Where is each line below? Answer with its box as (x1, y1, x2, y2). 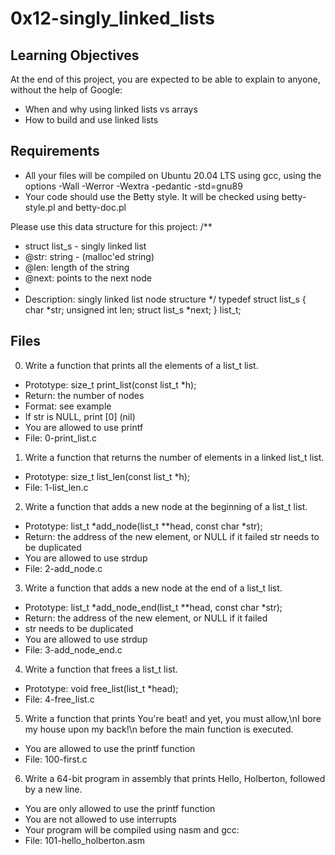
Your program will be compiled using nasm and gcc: (24, 823, 240, 836)
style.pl (24, 201, 56, 213)
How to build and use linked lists (24, 114, 159, 126)
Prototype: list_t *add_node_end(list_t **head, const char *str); (24, 601, 283, 613)
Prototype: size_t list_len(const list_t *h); (24, 470, 191, 482)
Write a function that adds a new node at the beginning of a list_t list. (24, 500, 308, 512)
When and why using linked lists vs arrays (24, 103, 198, 115)
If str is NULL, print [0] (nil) (24, 410, 136, 422)
